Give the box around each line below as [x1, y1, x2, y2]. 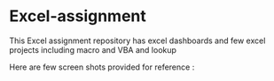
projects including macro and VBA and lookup [9, 44, 177, 55]
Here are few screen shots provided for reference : [9, 62, 195, 72]
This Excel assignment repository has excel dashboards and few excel [9, 35, 266, 46]
